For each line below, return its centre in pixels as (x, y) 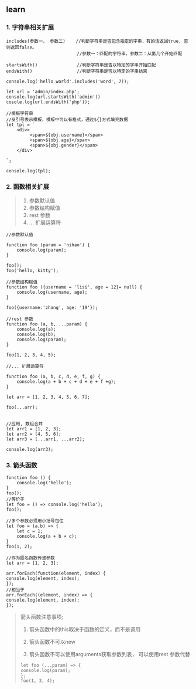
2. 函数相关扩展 (28, 186)
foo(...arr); (22, 407)
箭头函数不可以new (52, 642)
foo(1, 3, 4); (37, 681)
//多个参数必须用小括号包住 (35, 521)
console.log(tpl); (28, 171)
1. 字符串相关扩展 (30, 28)
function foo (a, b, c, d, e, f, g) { (53, 376)
